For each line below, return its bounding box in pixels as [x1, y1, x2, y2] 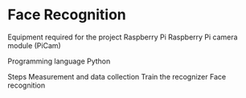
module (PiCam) [7, 40, 61, 50]
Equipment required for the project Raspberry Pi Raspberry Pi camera [7, 32, 238, 42]
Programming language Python [7, 56, 111, 66]
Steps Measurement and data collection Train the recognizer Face [7, 71, 227, 81]
